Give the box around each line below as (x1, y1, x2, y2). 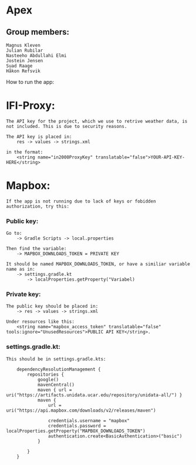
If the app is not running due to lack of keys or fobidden (6, 198, 157, 204)
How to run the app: (6, 79, 55, 85)
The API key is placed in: (6, 133, 72, 140)
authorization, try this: (6, 203, 69, 209)
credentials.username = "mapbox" (48, 417, 130, 423)
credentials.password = (48, 423, 107, 429)
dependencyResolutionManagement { (16, 366, 101, 372)
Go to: (6, 230, 22, 237)
